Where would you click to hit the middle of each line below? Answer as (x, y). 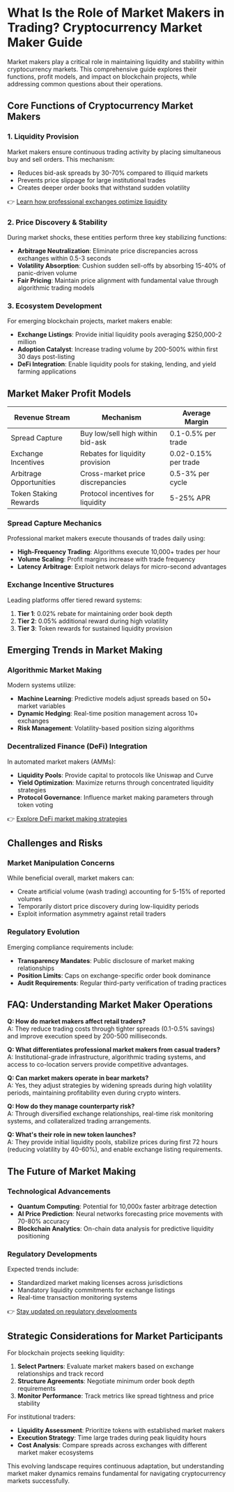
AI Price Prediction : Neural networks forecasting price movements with (120, 1214)
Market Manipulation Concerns (61, 863)
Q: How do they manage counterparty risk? (71, 1107)
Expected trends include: (43, 1269)
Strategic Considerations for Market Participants (115, 1336)
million (27, 342)
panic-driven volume (47, 272)
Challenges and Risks (55, 843)
